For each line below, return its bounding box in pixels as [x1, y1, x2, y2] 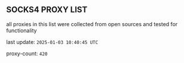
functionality [6, 27, 37, 34]
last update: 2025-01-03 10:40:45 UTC [6, 38, 99, 45]
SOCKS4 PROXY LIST [6, 5, 88, 15]
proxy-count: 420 [6, 50, 48, 57]
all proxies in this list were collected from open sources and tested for [6, 20, 178, 27]
